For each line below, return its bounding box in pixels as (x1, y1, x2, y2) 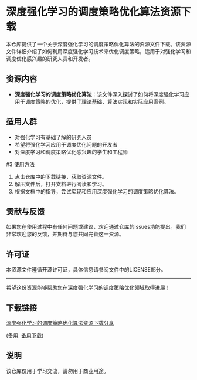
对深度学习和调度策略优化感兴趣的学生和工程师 (14, 148, 128, 155)
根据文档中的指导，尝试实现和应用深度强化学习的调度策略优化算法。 (14, 188, 179, 195)
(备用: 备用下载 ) (6, 332, 44, 339)
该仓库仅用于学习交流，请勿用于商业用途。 (6, 367, 109, 374)
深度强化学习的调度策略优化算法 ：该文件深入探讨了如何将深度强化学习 (14, 90, 185, 97)
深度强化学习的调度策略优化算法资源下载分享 (6, 320, 114, 326)
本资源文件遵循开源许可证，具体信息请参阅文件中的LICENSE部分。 (6, 266, 167, 273)
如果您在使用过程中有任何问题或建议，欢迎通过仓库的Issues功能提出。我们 (6, 223, 186, 230)
